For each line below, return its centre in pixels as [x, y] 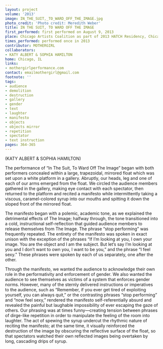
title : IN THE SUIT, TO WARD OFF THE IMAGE [50, 28]
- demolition [18, 91]
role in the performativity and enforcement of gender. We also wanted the [79, 274]
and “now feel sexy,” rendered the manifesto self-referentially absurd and [78, 300]
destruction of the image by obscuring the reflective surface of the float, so [81, 331]
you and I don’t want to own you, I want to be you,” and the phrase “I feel [78, 249]
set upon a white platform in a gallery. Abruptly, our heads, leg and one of [79, 178]
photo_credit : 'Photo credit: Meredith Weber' [53, 23]
